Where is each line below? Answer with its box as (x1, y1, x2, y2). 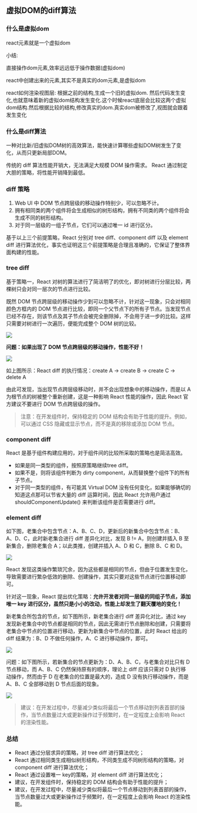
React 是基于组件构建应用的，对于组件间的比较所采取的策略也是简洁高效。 (6, 449, 186, 456)
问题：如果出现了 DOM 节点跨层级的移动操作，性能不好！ (6, 343, 145, 350)
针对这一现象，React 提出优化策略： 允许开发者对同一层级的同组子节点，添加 (6, 593, 191, 600)
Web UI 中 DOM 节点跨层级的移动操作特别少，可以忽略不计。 (14, 199, 162, 207)
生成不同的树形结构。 (14, 214, 66, 222)
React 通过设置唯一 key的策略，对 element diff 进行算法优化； (14, 771, 164, 778)
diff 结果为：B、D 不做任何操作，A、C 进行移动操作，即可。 (6, 635, 151, 642)
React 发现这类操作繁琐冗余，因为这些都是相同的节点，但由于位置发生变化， (6, 566, 191, 573)
